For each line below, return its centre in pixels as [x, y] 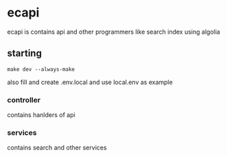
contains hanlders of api [41, 115]
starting [25, 53]
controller [24, 100]
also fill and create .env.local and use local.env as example [90, 82]
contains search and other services [57, 148]
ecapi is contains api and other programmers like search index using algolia [114, 32]
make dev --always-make [41, 69]
